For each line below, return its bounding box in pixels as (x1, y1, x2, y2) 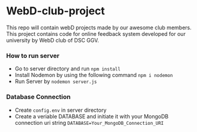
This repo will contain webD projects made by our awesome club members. (6, 24, 192, 31)
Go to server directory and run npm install (14, 65, 121, 72)
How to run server (6, 51, 60, 60)
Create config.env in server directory (14, 106, 107, 113)
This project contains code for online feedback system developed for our (6, 30, 186, 37)
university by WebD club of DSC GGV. (6, 36, 100, 44)
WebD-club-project (6, 4, 106, 18)
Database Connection (6, 93, 71, 101)
